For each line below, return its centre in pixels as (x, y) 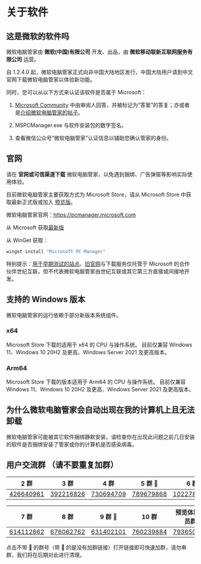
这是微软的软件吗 (38, 36)
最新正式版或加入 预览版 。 (43, 202)
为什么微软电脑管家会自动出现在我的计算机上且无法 (100, 410)
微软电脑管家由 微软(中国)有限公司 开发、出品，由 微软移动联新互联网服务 (97, 52)
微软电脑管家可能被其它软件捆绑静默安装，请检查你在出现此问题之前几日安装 (100, 437)
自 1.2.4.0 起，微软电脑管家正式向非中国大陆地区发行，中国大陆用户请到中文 (100, 72)
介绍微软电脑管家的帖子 (49, 112)
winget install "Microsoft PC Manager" (56, 251)
